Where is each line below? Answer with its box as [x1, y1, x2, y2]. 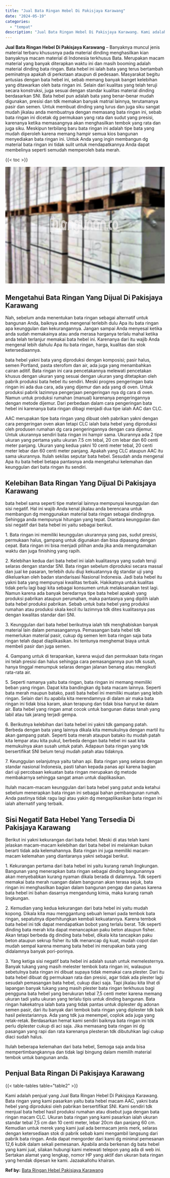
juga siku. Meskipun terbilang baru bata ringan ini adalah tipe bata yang [5, 125, 154, 132]
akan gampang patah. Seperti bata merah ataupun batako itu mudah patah [5, 732, 161, 738]
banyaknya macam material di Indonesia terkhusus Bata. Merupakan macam [5, 55, 164, 61]
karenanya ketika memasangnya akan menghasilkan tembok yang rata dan [5, 120, 161, 126]
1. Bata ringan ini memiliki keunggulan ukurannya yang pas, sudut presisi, [5, 532, 158, 538]
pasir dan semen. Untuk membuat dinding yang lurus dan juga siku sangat [5, 104, 160, 110]
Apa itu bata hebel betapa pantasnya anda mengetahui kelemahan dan [5, 459, 153, 465]
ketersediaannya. [5, 347, 41, 353]
